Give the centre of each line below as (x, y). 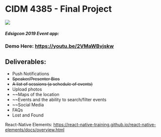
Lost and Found (28, 115)
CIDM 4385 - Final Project (59, 9)
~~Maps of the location (36, 94)
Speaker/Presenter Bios (36, 78)
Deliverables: (26, 62)
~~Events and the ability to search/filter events (59, 99)
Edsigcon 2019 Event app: (32, 33)
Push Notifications (31, 74)
